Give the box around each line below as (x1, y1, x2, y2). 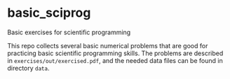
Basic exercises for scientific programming (7, 28, 131, 36)
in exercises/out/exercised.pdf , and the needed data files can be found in (7, 56, 223, 64)
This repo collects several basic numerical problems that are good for (7, 41, 208, 50)
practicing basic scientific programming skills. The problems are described (7, 49, 224, 57)
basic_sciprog (7, 5, 91, 21)
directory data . (7, 64, 50, 72)
